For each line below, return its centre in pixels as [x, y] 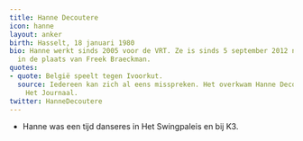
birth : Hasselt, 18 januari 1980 [72, 43]
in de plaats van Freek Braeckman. [84, 59]
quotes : [24, 68]
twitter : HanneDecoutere [56, 101]
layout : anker [36, 34]
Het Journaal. [52, 93]
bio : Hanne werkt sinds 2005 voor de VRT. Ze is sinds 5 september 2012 [149, 51]
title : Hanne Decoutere [54, 18]
